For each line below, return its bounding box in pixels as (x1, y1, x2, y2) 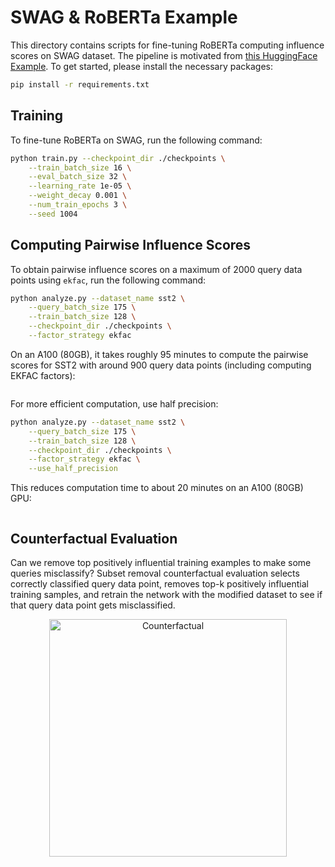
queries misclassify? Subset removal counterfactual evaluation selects (10, 567, 300, 579)
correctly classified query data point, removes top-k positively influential (10, 578, 310, 590)
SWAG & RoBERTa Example (10, 6, 238, 29)
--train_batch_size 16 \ (28, 162, 132, 173)
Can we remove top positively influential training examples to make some (10, 557, 312, 568)
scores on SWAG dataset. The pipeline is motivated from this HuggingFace (10, 49, 318, 61)
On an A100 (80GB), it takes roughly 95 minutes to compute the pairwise (10, 348, 309, 360)
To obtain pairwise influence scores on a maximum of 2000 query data (10, 263, 303, 275)
